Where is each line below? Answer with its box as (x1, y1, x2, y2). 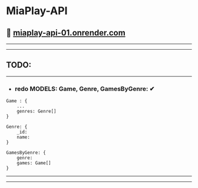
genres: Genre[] (16, 108, 57, 115)
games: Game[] (16, 160, 51, 166)
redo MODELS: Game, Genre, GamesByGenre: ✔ (14, 85, 155, 93)
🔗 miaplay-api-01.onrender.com (6, 28, 126, 38)
